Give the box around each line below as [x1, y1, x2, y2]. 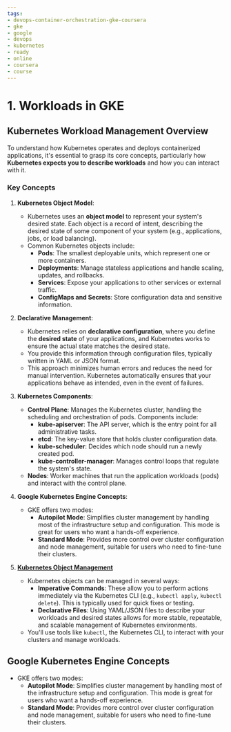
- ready [7, 49, 30, 56]
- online [7, 55, 32, 62]
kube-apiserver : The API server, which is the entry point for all [37, 420, 217, 428]
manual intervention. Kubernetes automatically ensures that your [27, 371, 212, 379]
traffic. [37, 285, 57, 294]
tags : [7, 10, 23, 17]
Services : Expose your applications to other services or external [37, 278, 221, 286]
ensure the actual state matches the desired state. [27, 342, 170, 350]
